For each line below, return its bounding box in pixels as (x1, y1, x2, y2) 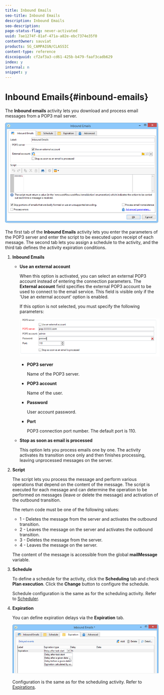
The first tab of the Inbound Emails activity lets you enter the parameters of (5, 229, 158, 235)
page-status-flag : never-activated (5, 28, 78, 34)
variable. (12, 557, 30, 563)
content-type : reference (5, 49, 56, 54)
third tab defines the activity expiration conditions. (5, 244, 107, 250)
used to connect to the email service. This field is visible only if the (19, 288, 154, 294)
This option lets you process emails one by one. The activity (19, 447, 141, 453)
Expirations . (12, 684, 37, 690)
